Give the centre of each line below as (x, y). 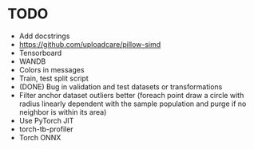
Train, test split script (54, 78)
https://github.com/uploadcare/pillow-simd (90, 44)
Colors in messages (52, 69)
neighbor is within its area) (63, 112)
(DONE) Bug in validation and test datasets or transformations (121, 86)
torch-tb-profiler (46, 129)
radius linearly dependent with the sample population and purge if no (133, 104)
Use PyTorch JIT (46, 120)
